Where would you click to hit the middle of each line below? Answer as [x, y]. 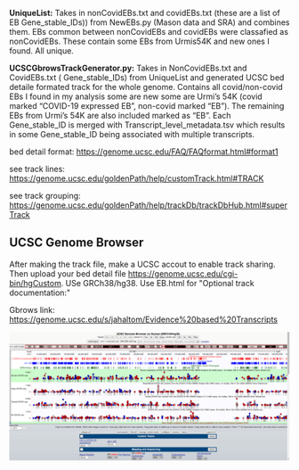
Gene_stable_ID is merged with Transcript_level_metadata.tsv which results [147, 125]
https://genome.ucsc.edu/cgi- [183, 273]
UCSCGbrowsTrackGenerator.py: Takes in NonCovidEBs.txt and [128, 68]
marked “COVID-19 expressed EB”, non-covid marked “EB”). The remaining [147, 106]
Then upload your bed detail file [68, 273]
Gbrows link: [32, 309]
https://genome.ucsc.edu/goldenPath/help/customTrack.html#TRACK [137, 178]
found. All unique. [41, 51]
